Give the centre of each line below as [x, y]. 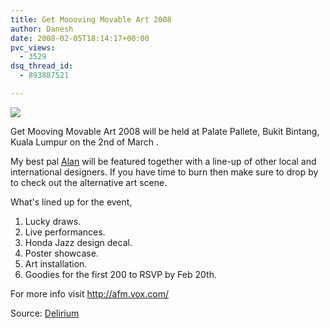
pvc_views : [33, 47]
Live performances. [65, 232]
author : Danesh [42, 29]
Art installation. [56, 263]
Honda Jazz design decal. [78, 242]
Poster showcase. [61, 253]
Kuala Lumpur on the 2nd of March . [84, 142]
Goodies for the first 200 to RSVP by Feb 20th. [120, 274]
